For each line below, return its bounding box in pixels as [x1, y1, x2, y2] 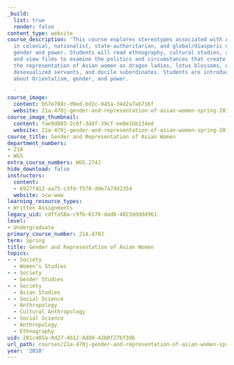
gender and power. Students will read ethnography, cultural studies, [13, 50, 223, 57]
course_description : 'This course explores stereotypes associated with [7, 36, 223, 43]
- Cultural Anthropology [13, 308, 86, 315]
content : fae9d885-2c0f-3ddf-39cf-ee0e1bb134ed [13, 120, 155, 127]
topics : [7, 250, 30, 257]
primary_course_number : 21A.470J [7, 230, 104, 237]
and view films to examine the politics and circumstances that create [13, 56, 226, 63]
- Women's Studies [13, 263, 68, 270]
